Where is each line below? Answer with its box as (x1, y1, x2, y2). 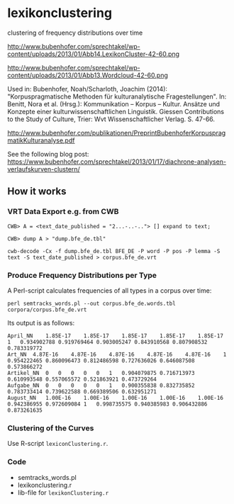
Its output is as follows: (7, 318, 75, 327)
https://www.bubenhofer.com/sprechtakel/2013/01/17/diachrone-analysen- (7, 157, 227, 166)
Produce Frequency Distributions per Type (7, 270, 157, 280)
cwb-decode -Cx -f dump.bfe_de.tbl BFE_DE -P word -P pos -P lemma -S (7, 247, 221, 254)
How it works (7, 186, 67, 198)
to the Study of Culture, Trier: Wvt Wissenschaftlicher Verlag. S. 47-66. (7, 115, 215, 123)
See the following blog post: (7, 150, 89, 158)
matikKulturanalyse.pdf (7, 136, 75, 145)
